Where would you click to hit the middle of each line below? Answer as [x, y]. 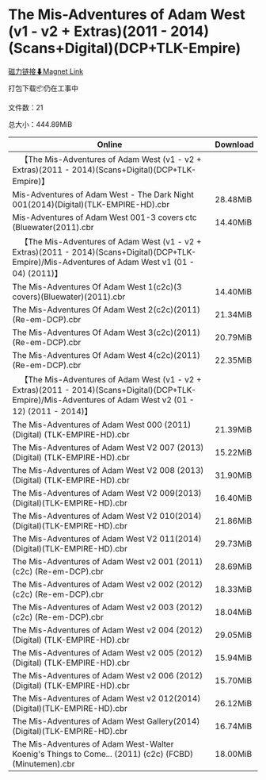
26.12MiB [234, 703]
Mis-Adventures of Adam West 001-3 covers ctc [104, 217]
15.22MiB [234, 452]
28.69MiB [234, 567]
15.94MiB [234, 658]
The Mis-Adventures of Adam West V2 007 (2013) [108, 448]
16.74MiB [234, 726]
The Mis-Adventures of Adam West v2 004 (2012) [108, 630]
